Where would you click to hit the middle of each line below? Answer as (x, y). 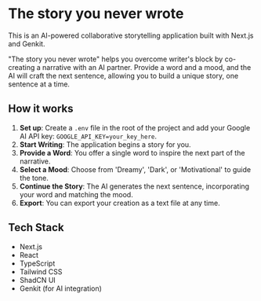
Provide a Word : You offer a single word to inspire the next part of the (132, 152)
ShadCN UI (38, 280)
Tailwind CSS (41, 271)
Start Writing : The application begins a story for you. (105, 144)
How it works (41, 109)
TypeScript (37, 263)
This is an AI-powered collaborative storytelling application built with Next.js (131, 35)
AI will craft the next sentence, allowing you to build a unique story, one (123, 75)
